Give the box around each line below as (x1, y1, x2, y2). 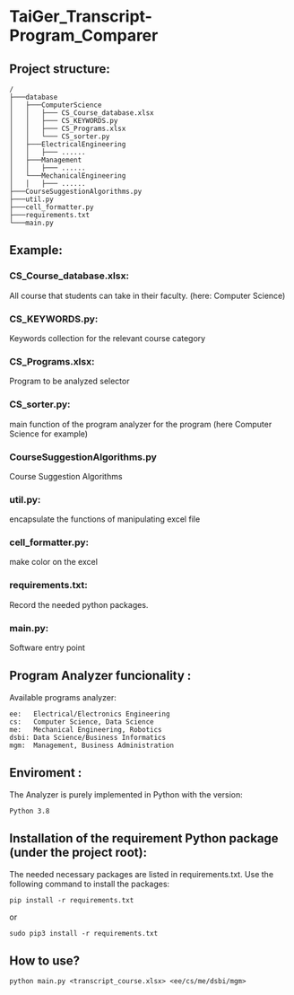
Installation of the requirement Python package (9, 831, 280, 846)
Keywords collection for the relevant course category (9, 332, 206, 343)
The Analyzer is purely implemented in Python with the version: (9, 788, 244, 800)
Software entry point (9, 642, 85, 653)
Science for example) (9, 428, 88, 439)
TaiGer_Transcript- (9, 6, 152, 27)
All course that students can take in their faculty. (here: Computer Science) (9, 290, 286, 301)
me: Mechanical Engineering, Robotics (9, 725, 163, 734)
